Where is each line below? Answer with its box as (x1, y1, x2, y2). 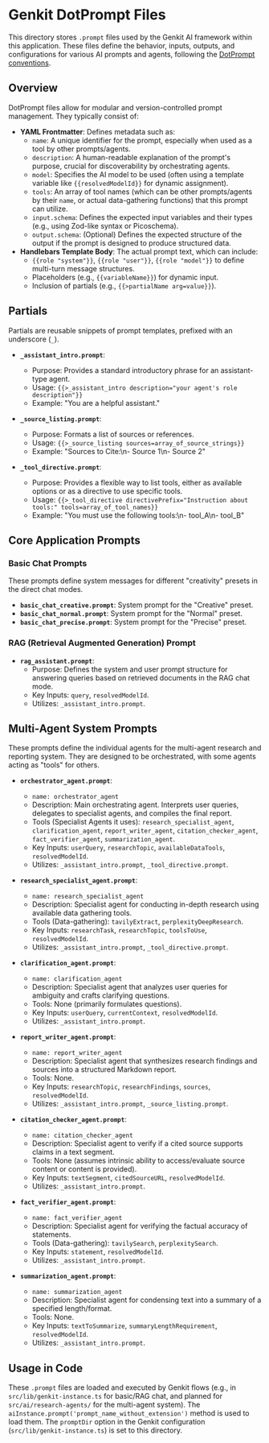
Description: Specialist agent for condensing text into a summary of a (31, 1295, 262, 1305)
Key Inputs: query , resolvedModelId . (31, 690, 150, 700)
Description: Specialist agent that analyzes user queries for (31, 982, 228, 992)
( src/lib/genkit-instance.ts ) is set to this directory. (8, 1425, 183, 1435)
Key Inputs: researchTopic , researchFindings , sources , (31, 1081, 211, 1092)
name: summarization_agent (31, 1288, 123, 1296)
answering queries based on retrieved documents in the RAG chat (31, 672, 251, 682)
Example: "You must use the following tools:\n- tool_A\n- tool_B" (31, 510, 245, 520)
